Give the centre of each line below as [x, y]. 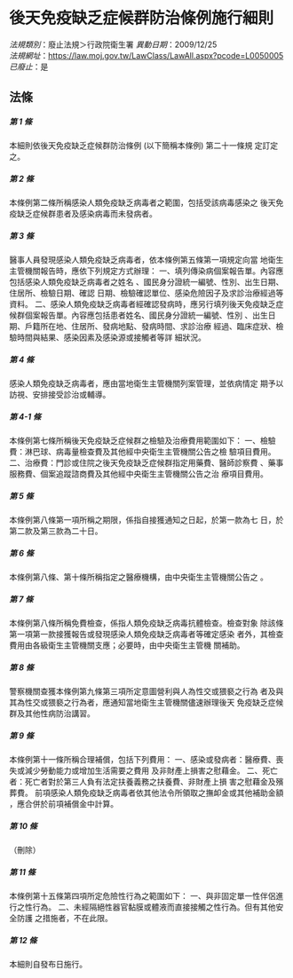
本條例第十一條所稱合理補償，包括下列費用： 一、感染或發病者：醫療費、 [143, 760]
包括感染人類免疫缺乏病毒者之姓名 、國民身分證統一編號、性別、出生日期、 [146, 282]
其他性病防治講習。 [59, 714]
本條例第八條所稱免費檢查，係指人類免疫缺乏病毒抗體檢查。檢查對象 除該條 [146, 623]
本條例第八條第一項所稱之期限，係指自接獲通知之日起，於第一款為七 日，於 [146, 520]
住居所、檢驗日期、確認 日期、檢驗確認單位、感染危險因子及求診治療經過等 [146, 293]
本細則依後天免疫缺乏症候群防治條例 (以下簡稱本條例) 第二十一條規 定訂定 [144, 146]
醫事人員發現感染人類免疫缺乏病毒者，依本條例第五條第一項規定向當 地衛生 [146, 260]
